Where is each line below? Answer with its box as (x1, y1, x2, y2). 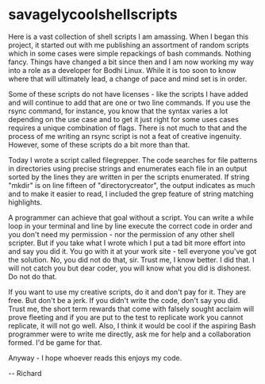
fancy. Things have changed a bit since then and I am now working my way (8, 57, 254, 67)
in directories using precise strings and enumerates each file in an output (8, 163, 248, 173)
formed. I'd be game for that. (8, 337, 103, 347)
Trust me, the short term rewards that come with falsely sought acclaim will (8, 304, 255, 313)
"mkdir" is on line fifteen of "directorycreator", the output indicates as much (8, 180, 255, 190)
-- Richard (8, 368, 42, 378)
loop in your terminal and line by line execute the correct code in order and (8, 221, 252, 231)
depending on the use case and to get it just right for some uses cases (8, 114, 240, 124)
